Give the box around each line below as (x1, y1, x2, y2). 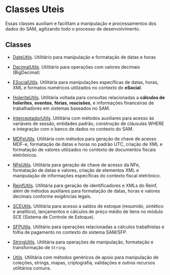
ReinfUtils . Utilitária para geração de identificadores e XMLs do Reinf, (12, 182, 158, 189)
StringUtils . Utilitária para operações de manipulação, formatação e (12, 239, 154, 245)
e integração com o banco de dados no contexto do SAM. (12, 126, 134, 132)
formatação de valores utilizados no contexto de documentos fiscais (12, 146, 156, 152)
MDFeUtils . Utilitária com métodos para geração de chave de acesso (12, 136, 157, 142)
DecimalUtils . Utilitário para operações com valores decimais (12, 64, 141, 70)
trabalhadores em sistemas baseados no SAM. (12, 105, 111, 111)
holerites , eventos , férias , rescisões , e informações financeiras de (12, 100, 154, 106)
